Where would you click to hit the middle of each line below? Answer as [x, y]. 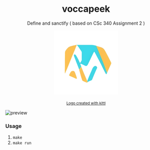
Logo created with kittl [86, 103]
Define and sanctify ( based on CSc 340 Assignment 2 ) [86, 23]
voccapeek [86, 9]
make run [22, 143]
